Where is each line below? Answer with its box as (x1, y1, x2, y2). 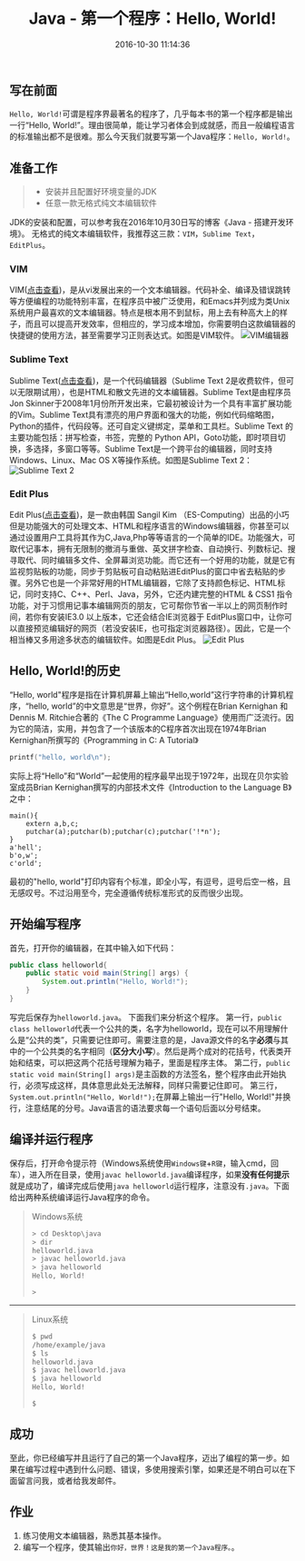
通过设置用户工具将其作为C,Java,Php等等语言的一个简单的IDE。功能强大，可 (9, 532, 296, 543)
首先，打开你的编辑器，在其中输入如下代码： (9, 942, 177, 953)
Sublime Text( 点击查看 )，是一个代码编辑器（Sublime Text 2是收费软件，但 (9, 374, 287, 386)
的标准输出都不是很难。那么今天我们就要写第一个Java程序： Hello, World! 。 (9, 131, 295, 142)
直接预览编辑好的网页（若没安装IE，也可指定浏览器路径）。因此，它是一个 (16, 623, 291, 634)
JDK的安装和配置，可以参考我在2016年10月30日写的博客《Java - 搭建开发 (9, 217, 286, 228)
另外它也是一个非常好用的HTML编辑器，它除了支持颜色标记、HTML (25, 578, 279, 589)
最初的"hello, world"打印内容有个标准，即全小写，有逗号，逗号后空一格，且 (9, 876, 291, 887)
